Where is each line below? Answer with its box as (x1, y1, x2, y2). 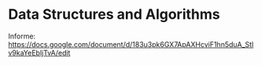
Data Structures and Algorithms (8, 5, 220, 23)
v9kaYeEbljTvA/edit (8, 48, 71, 57)
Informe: (8, 31, 36, 41)
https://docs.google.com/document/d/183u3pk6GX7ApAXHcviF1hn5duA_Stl (8, 39, 254, 49)
